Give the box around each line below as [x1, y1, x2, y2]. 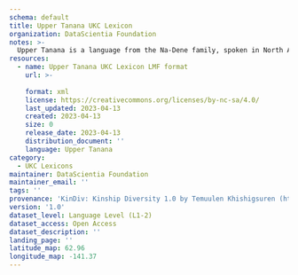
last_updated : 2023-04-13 [25, 104, 122, 113]
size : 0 [25, 121, 53, 130]
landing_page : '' [9, 236, 74, 245]
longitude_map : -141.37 [9, 252, 98, 262]
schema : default [9, 12, 69, 22]
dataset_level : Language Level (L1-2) [9, 210, 153, 220]
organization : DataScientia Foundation [9, 29, 157, 38]
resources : [9, 54, 50, 63]
